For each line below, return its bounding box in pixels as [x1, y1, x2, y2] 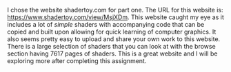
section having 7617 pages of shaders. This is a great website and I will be [7, 49, 218, 58]
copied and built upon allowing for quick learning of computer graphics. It [7, 27, 217, 36]
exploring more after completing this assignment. [7, 57, 147, 64]
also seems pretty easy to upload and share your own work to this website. [7, 35, 221, 43]
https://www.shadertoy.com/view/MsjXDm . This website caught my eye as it [7, 13, 224, 21]
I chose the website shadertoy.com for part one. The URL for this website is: [7, 6, 223, 14]
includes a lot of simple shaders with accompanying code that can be [7, 21, 205, 28]
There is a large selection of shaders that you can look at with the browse [7, 43, 216, 50]
